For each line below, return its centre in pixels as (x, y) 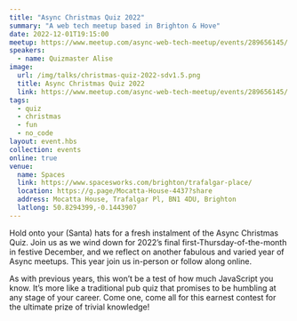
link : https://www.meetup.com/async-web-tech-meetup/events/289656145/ (153, 92)
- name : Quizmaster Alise (65, 59)
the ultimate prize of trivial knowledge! (80, 307)
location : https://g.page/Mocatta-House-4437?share (115, 191)
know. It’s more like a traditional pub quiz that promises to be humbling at (143, 288)
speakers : (28, 51)
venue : (21, 166)
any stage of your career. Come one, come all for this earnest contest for (143, 297)
